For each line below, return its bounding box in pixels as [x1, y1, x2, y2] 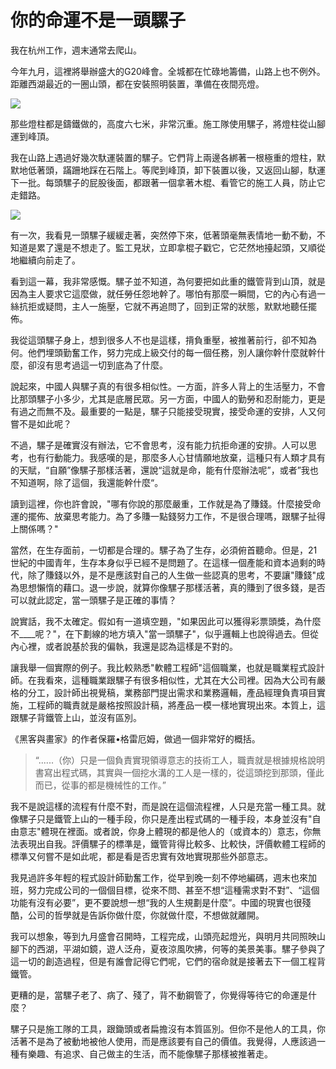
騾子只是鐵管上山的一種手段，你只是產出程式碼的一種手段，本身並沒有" [18, 812, 313, 825]
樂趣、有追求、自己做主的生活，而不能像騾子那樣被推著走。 [27, 1047, 273, 1060]
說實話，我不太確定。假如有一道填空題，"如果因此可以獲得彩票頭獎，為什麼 [10, 615, 322, 627]
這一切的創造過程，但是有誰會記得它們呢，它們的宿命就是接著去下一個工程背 [10, 955, 326, 967]
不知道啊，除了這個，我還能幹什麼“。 [10, 476, 164, 488]
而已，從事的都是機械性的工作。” [34, 779, 167, 791]
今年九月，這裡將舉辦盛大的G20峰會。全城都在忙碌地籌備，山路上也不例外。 [10, 65, 326, 77]
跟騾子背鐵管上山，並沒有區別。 [10, 711, 142, 723]
